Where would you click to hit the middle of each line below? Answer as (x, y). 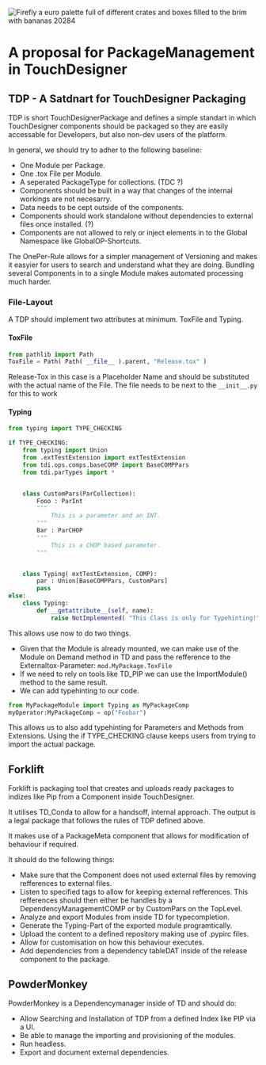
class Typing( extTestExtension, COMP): (90, 574)
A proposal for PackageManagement (131, 53)
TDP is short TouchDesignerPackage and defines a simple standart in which (132, 118)
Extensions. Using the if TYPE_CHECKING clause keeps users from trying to (132, 736)
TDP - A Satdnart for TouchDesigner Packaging (127, 99)
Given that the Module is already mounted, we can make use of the (129, 648)
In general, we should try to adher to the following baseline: (105, 150)
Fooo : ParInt (60, 501)
